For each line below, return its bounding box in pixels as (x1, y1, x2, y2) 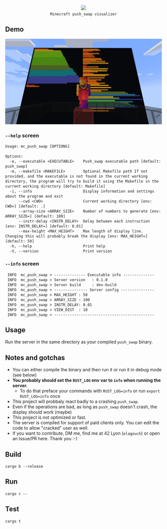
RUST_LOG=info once (19, 393, 61, 399)
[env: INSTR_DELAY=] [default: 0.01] (5, 224, 83, 229)
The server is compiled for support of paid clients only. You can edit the (12, 420, 160, 426)
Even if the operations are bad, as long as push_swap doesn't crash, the (12, 404, 158, 410)
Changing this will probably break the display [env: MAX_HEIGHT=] (5, 234, 148, 239)
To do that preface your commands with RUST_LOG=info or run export (19, 388, 161, 394)
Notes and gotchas (5, 353, 66, 362)
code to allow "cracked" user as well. (12, 425, 89, 431)
